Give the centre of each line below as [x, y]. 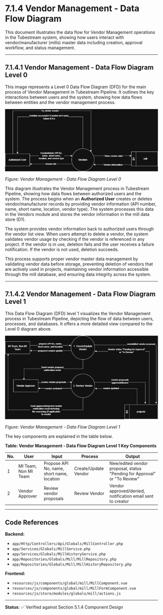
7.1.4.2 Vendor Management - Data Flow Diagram [80, 294]
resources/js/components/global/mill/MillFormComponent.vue [74, 588]
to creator [119, 501]
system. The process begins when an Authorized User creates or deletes [79, 199]
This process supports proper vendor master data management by [72, 259]
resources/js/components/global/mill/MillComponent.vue [70, 583]
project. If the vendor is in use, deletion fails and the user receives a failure [80, 244]
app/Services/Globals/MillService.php [51, 549]
